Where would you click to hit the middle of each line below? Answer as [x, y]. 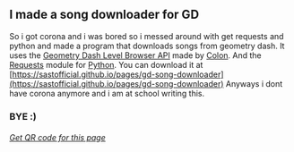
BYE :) [23, 116]
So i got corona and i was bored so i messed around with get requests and [147, 36]
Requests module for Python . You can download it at [106, 64]
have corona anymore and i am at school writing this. [107, 93]
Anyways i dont [254, 83]
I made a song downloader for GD [104, 15]
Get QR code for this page [57, 138]
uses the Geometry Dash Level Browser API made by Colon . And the [135, 55]
